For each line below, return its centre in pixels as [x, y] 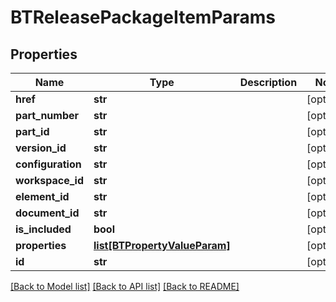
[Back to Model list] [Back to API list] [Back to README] [125, 286]
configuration [48, 164]
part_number [47, 115]
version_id [41, 148]
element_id [42, 196]
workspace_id [49, 180]
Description [268, 82]
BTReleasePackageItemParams [143, 17]
